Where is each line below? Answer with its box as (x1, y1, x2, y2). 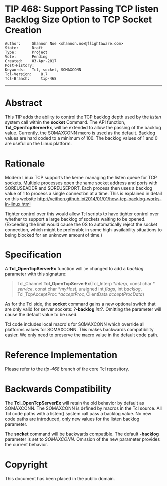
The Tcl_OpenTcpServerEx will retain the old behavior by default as (5, 400, 144, 406)
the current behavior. (5, 441, 48, 447)
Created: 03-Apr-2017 (5, 58, 57, 63)
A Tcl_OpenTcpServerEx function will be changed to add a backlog (5, 265, 144, 271)
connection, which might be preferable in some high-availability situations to (5, 226, 162, 233)
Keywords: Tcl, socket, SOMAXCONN (5, 67, 81, 72)
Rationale (5, 158, 45, 169)
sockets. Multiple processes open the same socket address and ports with (5, 180, 158, 186)
